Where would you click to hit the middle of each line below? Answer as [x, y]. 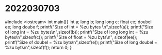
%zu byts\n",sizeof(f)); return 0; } [38, 47]
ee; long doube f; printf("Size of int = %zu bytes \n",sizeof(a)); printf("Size [79, 27]
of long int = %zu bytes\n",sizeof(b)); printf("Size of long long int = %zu [77, 32]
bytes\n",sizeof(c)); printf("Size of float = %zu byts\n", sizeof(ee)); [71, 37]
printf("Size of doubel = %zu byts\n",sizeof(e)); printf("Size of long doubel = [81, 42]
